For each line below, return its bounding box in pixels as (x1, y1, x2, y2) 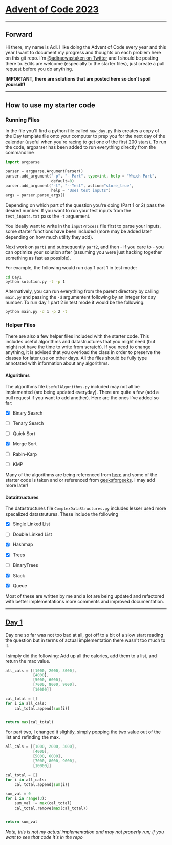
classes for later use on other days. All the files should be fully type (5, 355, 147, 361)
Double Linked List (12, 531, 52, 537)
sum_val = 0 (5, 791, 31, 796)
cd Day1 (5, 274, 22, 280)
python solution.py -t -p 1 (5, 279, 66, 284)
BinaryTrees (12, 562, 38, 568)
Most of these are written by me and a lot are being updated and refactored (5, 593, 165, 599)
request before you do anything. (5, 66, 73, 72)
